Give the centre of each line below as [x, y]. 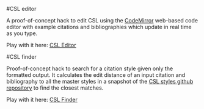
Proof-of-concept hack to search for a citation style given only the [90, 68]
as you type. [22, 33]
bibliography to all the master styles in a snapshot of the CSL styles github [100, 81]
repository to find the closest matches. [55, 88]
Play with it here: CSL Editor [41, 45]
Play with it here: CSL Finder [42, 100]
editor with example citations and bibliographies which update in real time [99, 27]
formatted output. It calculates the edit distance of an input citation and [96, 75]
